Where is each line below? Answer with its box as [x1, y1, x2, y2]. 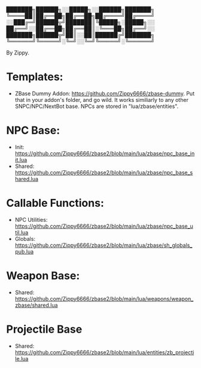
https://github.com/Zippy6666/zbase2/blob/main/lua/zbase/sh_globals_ [14, 242, 193, 249]
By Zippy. [6, 49, 30, 56]
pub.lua [14, 248, 34, 255]
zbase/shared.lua [14, 301, 58, 309]
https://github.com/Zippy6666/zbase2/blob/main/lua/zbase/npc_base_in [14, 150, 195, 157]
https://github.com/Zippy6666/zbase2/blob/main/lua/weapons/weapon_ [14, 295, 194, 302]
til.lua [14, 228, 29, 236]
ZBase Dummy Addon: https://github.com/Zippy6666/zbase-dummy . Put [14, 90, 195, 97]
